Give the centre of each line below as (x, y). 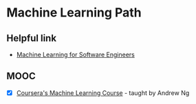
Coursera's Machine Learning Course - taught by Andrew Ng (103, 93)
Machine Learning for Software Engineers (75, 54)
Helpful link (31, 38)
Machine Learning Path (74, 13)
